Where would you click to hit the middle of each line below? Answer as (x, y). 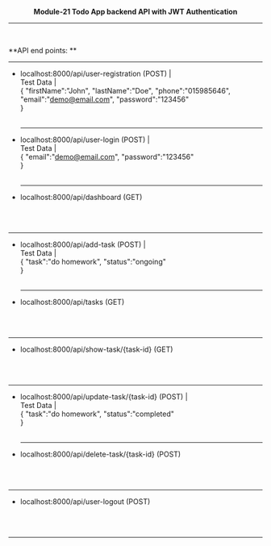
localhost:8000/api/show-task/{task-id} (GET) (96, 349)
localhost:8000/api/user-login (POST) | (85, 140)
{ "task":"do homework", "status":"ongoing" (93, 262)
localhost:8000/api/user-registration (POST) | (96, 73)
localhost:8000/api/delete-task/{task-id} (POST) (100, 454)
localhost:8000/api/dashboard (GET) (81, 197)
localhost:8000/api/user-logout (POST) (85, 502)
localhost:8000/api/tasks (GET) (72, 302)
